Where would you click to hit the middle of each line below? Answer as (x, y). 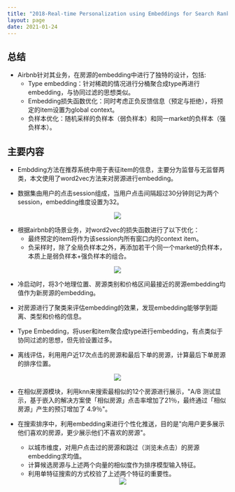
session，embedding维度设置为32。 (70, 202)
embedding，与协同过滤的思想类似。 (81, 92)
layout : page (26, 20)
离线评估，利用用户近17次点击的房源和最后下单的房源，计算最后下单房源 (121, 355)
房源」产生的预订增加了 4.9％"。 (64, 409)
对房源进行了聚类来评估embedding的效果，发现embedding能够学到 (114, 307)
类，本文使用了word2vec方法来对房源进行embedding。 (97, 178)
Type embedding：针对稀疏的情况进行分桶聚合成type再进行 (114, 84)
